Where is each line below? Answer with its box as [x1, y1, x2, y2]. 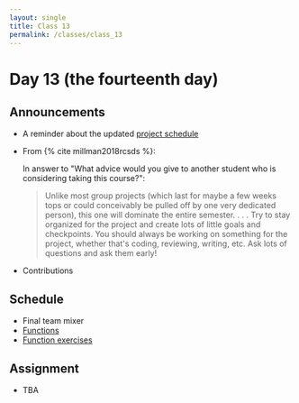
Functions [22, 325, 60, 336]
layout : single [9, 13, 67, 23]
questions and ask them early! [44, 248, 158, 259]
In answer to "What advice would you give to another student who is [22, 163, 276, 174]
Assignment [9, 361, 79, 376]
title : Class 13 [9, 22, 70, 31]
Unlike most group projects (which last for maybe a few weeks [44, 190, 277, 201]
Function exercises [22, 334, 93, 345]
